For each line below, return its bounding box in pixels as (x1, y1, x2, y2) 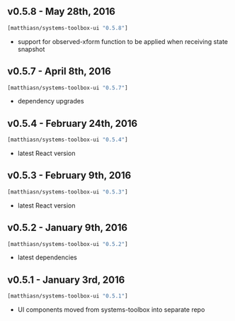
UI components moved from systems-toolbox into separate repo (17, 305, 205, 314)
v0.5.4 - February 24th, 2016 (7, 117, 138, 130)
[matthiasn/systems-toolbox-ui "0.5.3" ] (7, 188, 129, 196)
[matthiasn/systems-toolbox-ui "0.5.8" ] (7, 24, 129, 31)
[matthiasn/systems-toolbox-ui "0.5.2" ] (7, 240, 129, 247)
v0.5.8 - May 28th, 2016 (7, 6, 115, 18)
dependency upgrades (17, 97, 84, 106)
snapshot (17, 45, 45, 53)
